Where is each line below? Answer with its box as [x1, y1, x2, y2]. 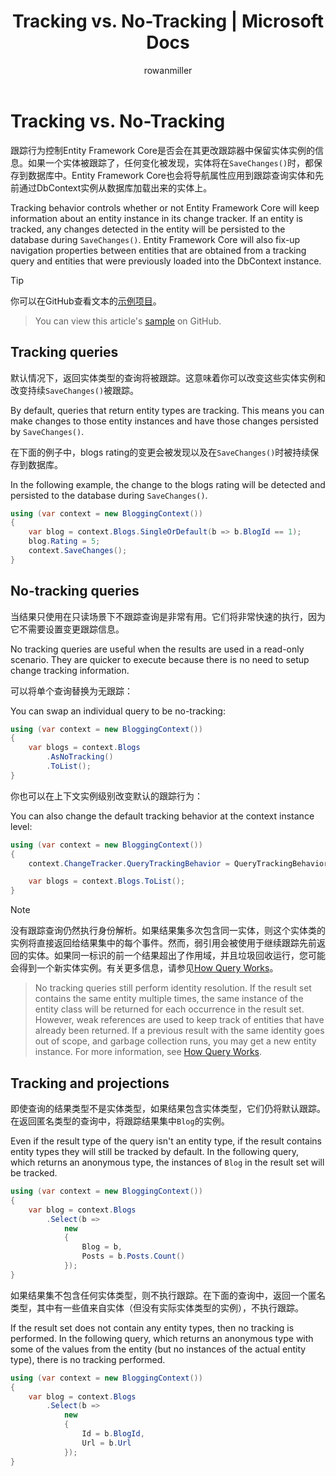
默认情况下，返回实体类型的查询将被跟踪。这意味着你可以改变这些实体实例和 [10, 371, 326, 384]
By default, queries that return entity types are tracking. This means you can [10, 404, 325, 416]
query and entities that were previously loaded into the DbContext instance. [10, 255, 322, 267]
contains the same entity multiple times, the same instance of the [34, 993, 304, 1005]
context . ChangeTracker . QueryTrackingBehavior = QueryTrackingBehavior [28, 858, 329, 869]
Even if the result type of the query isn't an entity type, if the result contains [10, 1135, 323, 1147]
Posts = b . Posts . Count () [81, 1251, 186, 1262]
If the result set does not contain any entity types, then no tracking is [10, 1321, 295, 1334]
